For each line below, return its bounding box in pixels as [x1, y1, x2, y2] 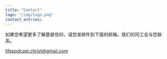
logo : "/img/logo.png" [5, 12, 54, 17]
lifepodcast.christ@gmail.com [5, 48, 68, 54]
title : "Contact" [5, 7, 42, 13]
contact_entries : [5, 17, 42, 22]
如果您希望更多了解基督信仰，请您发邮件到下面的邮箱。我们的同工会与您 [5, 32, 157, 38]
